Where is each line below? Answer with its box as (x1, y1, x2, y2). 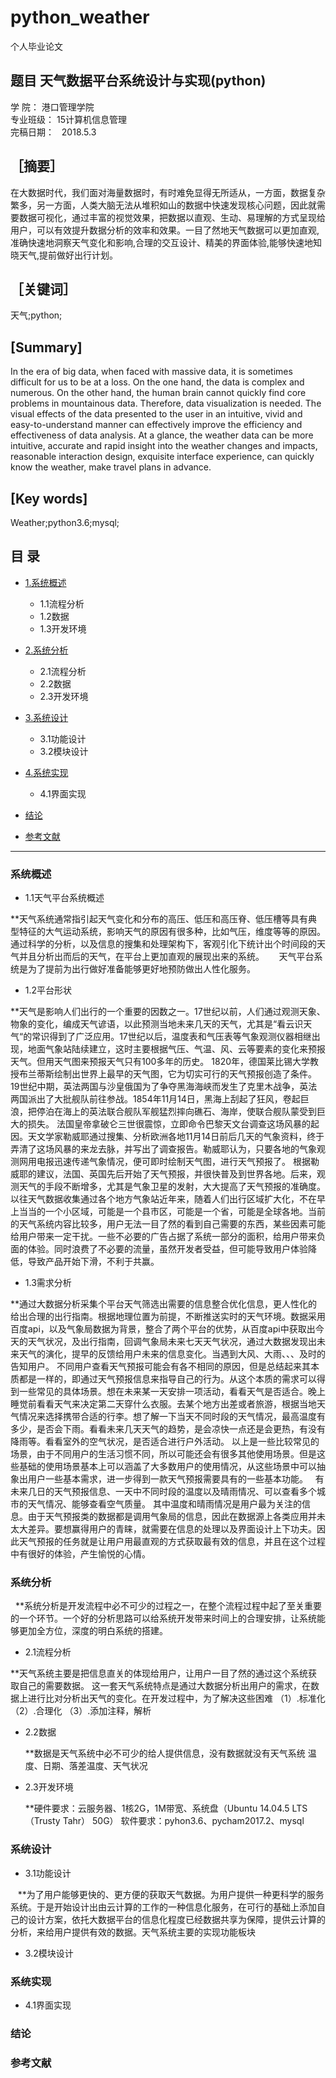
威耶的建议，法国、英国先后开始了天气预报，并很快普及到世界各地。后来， (10, 1168, 317, 1180)
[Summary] (10, 339, 83, 356)
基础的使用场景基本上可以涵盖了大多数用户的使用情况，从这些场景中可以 (18, 1461, 317, 1473)
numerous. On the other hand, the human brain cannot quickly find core (10, 387, 307, 399)
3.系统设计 (24, 711, 69, 723)
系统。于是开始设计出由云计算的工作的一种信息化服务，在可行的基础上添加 (10, 1901, 317, 1913)
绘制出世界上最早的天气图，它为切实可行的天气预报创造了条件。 (53, 1068, 317, 1080)
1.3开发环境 (39, 622, 87, 635)
